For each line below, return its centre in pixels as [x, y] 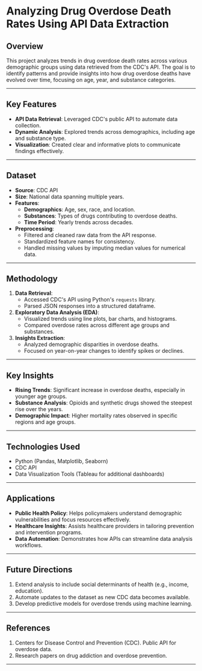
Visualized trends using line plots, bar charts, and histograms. [100, 319]
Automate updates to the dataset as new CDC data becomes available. [103, 597]
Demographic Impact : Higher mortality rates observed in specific [96, 416]
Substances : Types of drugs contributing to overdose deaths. [101, 216]
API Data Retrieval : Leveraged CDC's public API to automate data [96, 119]
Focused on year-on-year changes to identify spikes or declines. [104, 351]
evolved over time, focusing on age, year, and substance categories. [91, 80]
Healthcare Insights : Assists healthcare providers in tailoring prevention [104, 526]
